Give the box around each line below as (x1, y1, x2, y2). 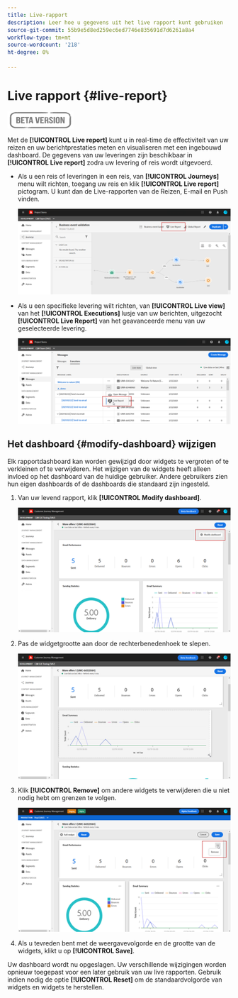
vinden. (17, 194, 40, 203)
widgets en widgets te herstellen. (7, 983, 104, 992)
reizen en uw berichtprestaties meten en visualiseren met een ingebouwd (7, 143, 222, 152)
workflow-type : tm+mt (7, 34, 72, 41)
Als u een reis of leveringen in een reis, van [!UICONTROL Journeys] (17, 172, 220, 180)
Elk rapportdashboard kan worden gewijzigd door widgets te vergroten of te (7, 457, 229, 465)
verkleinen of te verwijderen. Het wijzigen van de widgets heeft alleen (7, 465, 211, 473)
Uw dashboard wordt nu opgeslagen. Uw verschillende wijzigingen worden (7, 960, 227, 969)
